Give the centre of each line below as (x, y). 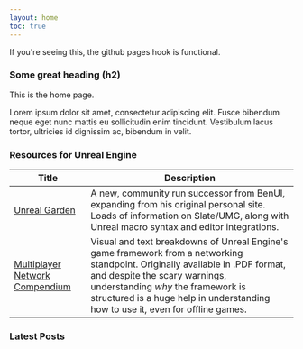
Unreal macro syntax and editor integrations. (185, 227)
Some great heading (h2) (65, 75)
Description (190, 179)
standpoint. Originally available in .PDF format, (188, 264)
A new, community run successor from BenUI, (188, 193)
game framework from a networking (167, 253)
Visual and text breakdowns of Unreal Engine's (189, 242)
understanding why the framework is (168, 287)
